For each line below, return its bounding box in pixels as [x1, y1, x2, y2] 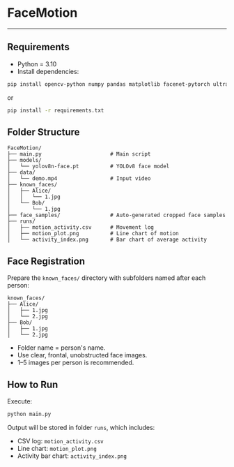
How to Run [7, 378, 58, 390]
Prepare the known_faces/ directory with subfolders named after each [7, 274, 206, 282]
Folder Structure [7, 126, 80, 138]
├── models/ [7, 157, 42, 164]
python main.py [7, 410, 52, 417]
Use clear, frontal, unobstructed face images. [17, 351, 148, 359]
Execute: [7, 396, 33, 406]
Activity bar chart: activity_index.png [17, 452, 127, 460]
